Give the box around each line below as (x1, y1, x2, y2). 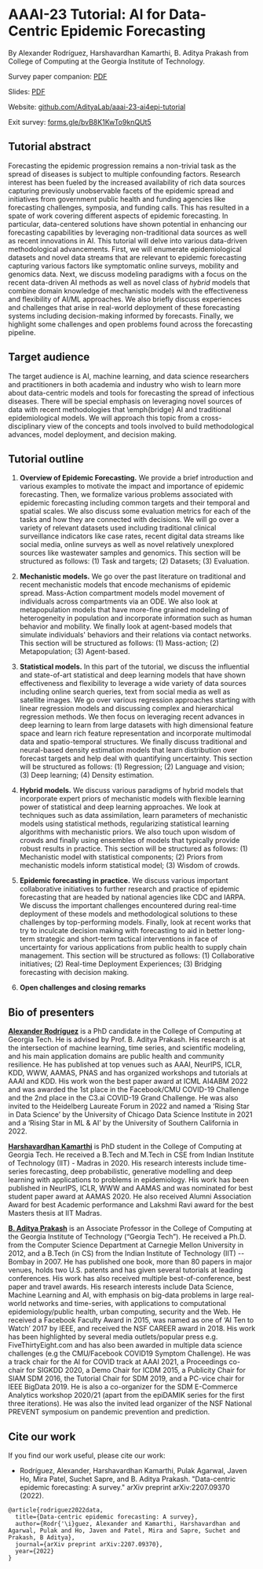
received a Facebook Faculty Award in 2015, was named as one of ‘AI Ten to (8, 1315, 254, 1325)
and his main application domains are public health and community (8, 1052, 225, 1061)
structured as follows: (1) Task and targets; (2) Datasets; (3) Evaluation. (19, 556, 250, 566)
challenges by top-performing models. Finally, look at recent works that (19, 918, 251, 927)
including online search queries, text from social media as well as (19, 687, 231, 696)
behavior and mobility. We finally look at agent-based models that (19, 622, 232, 631)
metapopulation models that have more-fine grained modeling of (19, 605, 229, 615)
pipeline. (8, 327, 36, 337)
